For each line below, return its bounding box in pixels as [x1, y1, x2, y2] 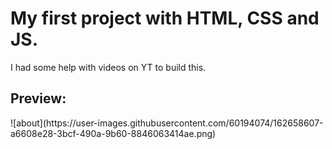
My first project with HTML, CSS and [10, 7, 320, 30]
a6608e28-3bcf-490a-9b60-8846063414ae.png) [10, 127, 217, 139]
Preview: [10, 90, 67, 107]
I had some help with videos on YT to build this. [10, 61, 207, 73]
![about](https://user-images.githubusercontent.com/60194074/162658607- [10, 117, 324, 129]
